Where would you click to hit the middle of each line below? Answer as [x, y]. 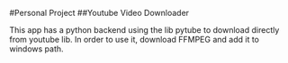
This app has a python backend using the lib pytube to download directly [144, 30]
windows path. [37, 49]
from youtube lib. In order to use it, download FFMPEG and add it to [134, 39]
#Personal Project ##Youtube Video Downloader [99, 13]
